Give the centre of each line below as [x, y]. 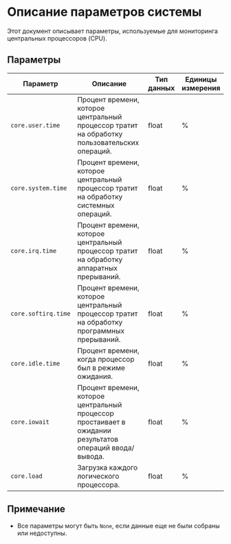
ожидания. [95, 376]
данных [161, 88]
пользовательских [108, 142]
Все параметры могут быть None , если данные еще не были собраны [118, 525]
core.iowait [30, 422]
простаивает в [101, 422]
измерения [201, 88]
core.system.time [39, 188]
